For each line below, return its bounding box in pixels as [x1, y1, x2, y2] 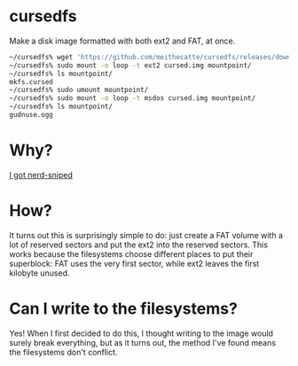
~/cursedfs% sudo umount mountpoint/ [9, 86, 149, 95]
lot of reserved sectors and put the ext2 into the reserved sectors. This [9, 239, 269, 250]
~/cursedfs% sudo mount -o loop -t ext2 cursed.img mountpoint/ [9, 60, 252, 70]
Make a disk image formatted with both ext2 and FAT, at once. [9, 35, 236, 46]
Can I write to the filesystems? [9, 299, 238, 318]
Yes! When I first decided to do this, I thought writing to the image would [9, 328, 273, 339]
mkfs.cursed [9, 77, 53, 86]
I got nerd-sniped [9, 169, 74, 180]
